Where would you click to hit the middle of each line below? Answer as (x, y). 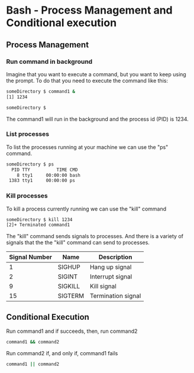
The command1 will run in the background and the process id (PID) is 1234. (98, 119)
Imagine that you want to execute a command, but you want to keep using (96, 74)
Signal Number (30, 257)
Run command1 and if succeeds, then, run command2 (72, 331)
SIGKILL (69, 286)
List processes (28, 134)
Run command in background (49, 61)
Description (115, 257)
